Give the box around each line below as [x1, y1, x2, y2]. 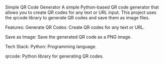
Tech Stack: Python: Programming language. [5, 44, 97, 49]
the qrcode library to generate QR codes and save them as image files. [5, 15, 150, 20]
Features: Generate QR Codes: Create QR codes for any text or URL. [5, 24, 145, 30]
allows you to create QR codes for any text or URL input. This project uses [5, 9, 157, 15]
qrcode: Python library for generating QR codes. [5, 53, 104, 59]
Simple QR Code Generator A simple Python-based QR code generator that [5, 4, 159, 10]
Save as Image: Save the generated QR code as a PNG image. [5, 34, 132, 40]
